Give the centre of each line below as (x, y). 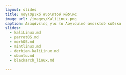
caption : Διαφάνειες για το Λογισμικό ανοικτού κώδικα (63, 23)
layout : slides (21, 10)
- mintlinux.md (25, 46)
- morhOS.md (22, 42)
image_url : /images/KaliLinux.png (41, 19)
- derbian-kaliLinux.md (34, 51)
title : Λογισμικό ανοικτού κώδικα (41, 14)
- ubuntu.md (22, 56)
